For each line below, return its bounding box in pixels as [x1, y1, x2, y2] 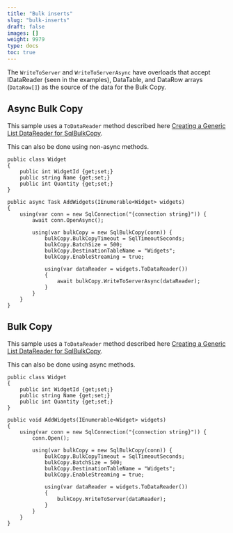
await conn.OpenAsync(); [32, 216, 104, 223]
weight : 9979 [7, 36, 45, 43]
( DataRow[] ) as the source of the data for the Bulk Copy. [7, 83, 167, 91]
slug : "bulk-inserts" [7, 17, 70, 24]
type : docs [7, 42, 39, 49]
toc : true [7, 49, 36, 56]
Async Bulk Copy [7, 103, 83, 115]
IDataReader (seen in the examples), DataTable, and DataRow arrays [7, 75, 203, 83]
